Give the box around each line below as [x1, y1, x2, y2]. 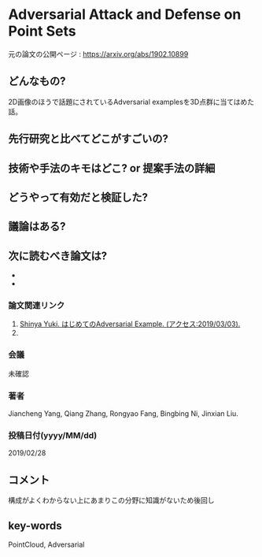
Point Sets [8, 22, 76, 40]
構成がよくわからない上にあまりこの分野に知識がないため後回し [8, 496, 215, 505]
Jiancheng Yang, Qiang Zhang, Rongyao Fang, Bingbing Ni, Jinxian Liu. [8, 409, 238, 418]
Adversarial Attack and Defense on [8, 6, 242, 24]
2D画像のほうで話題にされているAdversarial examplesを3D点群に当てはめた [8, 97, 255, 106]
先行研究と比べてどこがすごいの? [8, 132, 169, 146]
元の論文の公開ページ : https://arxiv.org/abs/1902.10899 [8, 49, 189, 58]
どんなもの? [8, 75, 66, 88]
